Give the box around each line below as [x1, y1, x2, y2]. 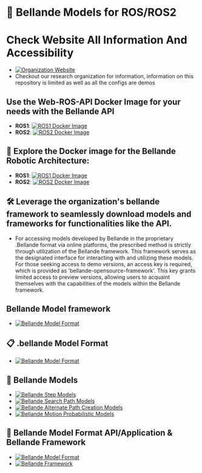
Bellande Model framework [6, 303, 111, 314]
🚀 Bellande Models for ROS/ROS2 [6, 5, 177, 19]
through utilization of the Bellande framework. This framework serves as [15, 247, 196, 255]
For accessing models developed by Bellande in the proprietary [15, 235, 174, 242]
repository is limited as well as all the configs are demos [15, 79, 156, 87]
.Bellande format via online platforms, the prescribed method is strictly [15, 241, 191, 248]
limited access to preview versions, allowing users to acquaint [15, 273, 170, 281]
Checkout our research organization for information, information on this [15, 73, 194, 80]
